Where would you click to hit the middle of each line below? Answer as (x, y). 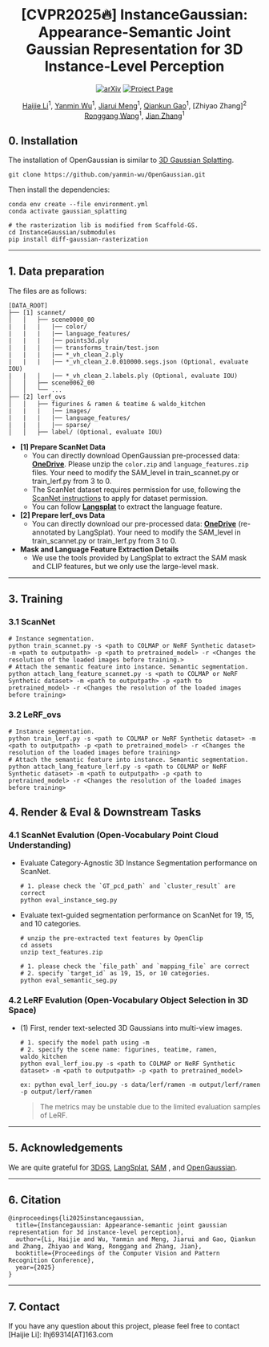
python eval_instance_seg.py (68, 900)
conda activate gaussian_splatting (68, 212)
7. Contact (34, 1306)
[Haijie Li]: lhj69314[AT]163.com (61, 1335)
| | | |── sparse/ (50, 425)
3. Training (36, 599)
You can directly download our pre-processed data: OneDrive (134, 523)
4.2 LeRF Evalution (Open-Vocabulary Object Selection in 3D (128, 1000)
